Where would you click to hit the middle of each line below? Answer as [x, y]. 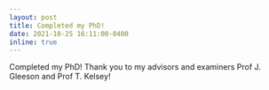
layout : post [33, 17]
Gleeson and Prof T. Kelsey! [60, 77]
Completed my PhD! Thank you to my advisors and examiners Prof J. [135, 67]
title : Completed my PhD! [57, 26]
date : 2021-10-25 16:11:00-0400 [69, 34]
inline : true [33, 42]
